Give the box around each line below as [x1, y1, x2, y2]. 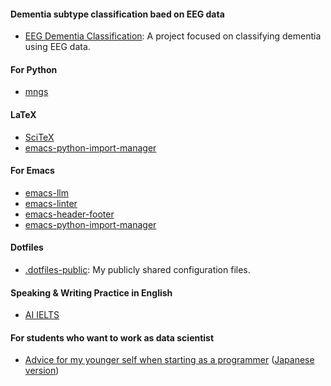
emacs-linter [24, 197, 78, 209]
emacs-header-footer [24, 208, 115, 220]
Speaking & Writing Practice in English [10, 286, 173, 299]
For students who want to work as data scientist [10, 331, 215, 344]
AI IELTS [24, 309, 60, 321]
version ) [24, 365, 60, 377]
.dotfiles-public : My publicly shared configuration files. [24, 264, 251, 276]
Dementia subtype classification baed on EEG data [10, 8, 225, 20]
